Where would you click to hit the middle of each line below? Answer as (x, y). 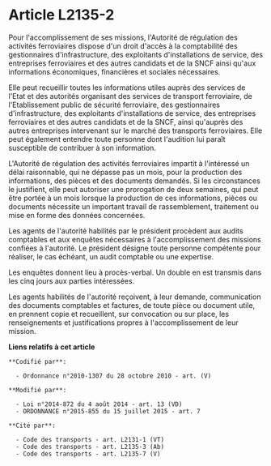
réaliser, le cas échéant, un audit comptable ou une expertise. (111, 256)
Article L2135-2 (61, 15)
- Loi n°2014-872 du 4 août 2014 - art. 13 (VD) (99, 404)
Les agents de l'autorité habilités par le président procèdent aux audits (126, 231)
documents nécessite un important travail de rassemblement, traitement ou (133, 206)
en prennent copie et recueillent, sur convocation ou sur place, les (119, 314)
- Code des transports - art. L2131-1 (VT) (90, 439)
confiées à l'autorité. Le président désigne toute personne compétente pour (135, 248)
